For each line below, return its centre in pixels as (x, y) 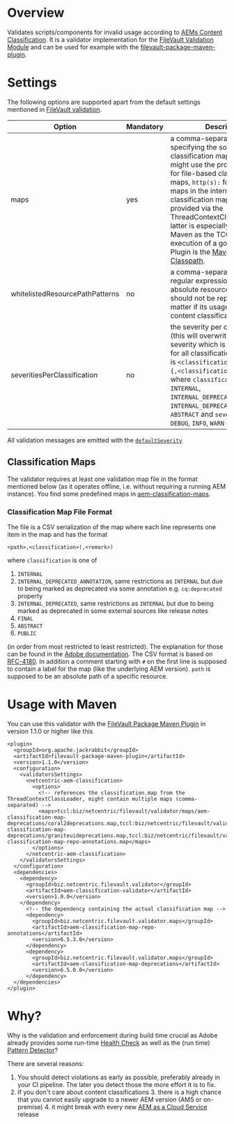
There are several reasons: (46, 1063)
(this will (184, 335)
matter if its (189, 306)
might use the (193, 164)
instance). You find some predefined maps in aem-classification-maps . (109, 494)
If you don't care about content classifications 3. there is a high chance (119, 1092)
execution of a (194, 243)
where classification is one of (52, 560)
